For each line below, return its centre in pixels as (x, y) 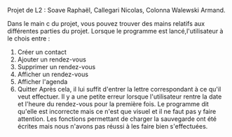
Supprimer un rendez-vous (56, 67)
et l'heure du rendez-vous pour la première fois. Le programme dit (113, 104)
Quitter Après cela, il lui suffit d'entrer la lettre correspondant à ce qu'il (119, 89)
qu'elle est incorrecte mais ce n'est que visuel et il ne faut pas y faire (117, 111)
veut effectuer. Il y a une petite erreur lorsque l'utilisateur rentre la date (120, 96)
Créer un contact (42, 52)
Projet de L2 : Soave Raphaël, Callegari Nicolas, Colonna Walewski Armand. (116, 10)
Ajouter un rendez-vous (52, 59)
